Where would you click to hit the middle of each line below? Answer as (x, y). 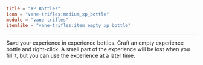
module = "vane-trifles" (37, 20)
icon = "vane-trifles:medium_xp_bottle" (58, 14)
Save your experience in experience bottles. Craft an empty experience (95, 43)
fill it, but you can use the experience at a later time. (71, 55)
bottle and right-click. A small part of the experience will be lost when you (98, 49)
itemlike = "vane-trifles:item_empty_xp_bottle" (69, 25)
